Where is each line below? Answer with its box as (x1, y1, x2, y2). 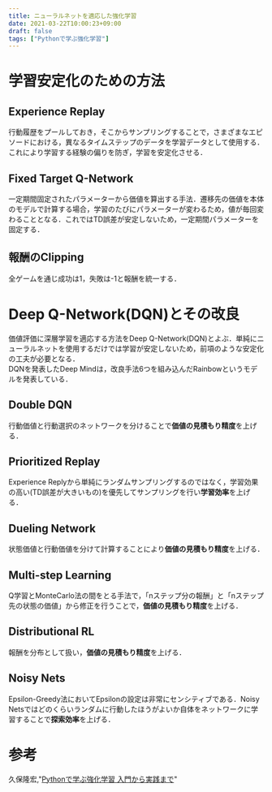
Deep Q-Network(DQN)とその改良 (8, 305, 240, 324)
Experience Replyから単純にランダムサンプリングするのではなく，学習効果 (8, 477, 259, 487)
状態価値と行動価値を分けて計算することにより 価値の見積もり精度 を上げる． (8, 544, 265, 554)
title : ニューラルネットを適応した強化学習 (8, 11, 137, 20)
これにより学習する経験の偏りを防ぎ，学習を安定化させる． (8, 148, 207, 157)
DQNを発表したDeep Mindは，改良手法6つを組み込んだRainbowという (8, 364, 244, 373)
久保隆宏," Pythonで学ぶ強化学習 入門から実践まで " (8, 774, 178, 784)
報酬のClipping (8, 251, 84, 265)
